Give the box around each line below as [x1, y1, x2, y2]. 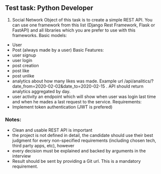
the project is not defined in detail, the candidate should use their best [12, 133, 154, 138]
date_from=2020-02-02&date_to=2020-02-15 [12, 83, 105, 89]
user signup [12, 52, 37, 58]
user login [12, 57, 33, 63]
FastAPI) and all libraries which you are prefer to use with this [12, 27, 136, 33]
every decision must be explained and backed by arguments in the [12, 148, 146, 154]
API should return [108, 83, 144, 89]
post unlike [12, 73, 35, 78]
